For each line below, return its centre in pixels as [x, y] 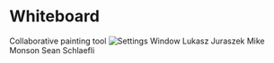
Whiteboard [55, 16]
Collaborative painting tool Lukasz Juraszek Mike [137, 41]
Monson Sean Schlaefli [52, 50]
